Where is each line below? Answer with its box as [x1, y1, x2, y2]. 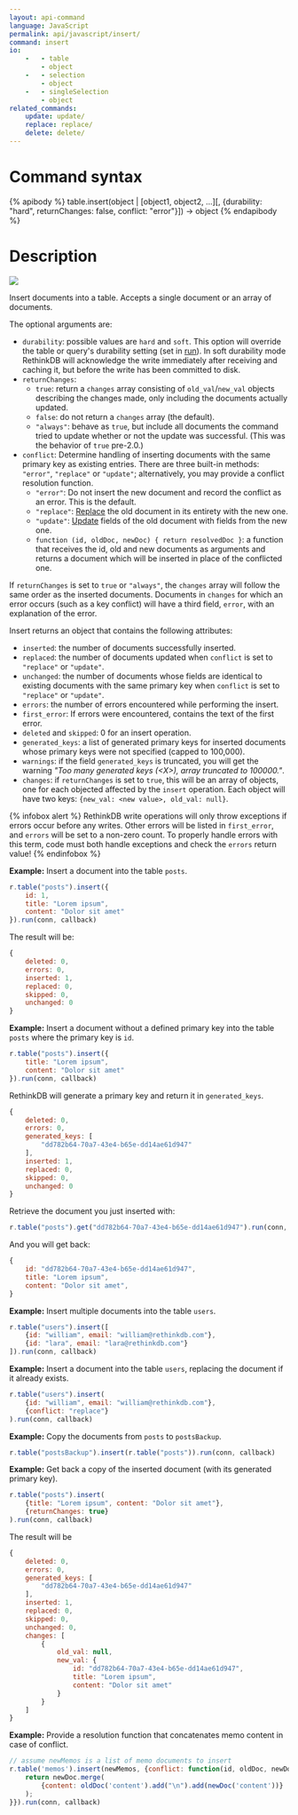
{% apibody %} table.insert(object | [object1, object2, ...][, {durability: [9, 196, 263, 207]
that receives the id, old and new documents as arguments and [35, 543, 266, 554]
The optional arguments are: [9, 319, 113, 329]
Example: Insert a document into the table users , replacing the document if [9, 1364, 284, 1374]
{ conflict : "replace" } [25, 1407, 109, 1415]
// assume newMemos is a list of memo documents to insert [9, 1756, 232, 1765]
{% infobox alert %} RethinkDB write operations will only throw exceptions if [9, 810, 287, 821]
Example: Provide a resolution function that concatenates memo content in [9, 1730, 284, 1740]
